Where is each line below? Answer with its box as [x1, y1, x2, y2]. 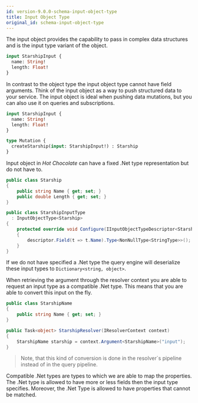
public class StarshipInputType [6, 210, 85, 216]
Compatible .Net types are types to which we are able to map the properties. [6, 372, 192, 379]
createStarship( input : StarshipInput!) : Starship [11, 143, 138, 149]
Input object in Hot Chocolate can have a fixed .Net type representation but [6, 160, 189, 166]
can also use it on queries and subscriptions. [6, 99, 115, 106]
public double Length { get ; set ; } [16, 194, 107, 199]
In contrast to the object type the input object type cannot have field [6, 80, 172, 87]
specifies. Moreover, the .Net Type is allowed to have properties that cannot [6, 385, 190, 392]
